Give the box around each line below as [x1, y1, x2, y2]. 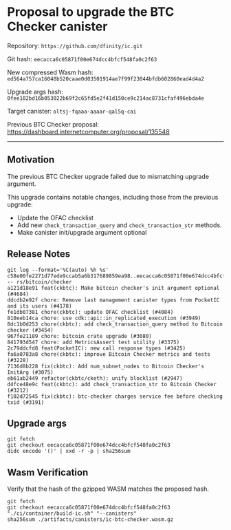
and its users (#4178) [7, 302, 72, 310]
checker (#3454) [7, 326, 54, 334]
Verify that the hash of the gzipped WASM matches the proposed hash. [7, 485, 210, 493]
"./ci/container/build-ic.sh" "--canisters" [7, 510, 137, 517]
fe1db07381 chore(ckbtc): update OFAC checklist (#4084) [7, 308, 174, 315]
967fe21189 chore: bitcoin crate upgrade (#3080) [7, 332, 153, 339]
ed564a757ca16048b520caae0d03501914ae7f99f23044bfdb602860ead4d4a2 [7, 75, 205, 83]
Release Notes [7, 248, 71, 260]
